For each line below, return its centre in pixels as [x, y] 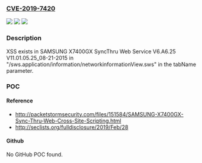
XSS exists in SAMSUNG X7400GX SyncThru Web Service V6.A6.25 [91, 51]
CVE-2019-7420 [31, 8]
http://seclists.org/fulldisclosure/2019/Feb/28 [72, 127]
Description [24, 38]
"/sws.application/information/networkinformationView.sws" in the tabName [101, 64]
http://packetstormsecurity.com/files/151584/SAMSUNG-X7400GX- [99, 114]
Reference [20, 101]
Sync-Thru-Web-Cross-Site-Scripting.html [68, 121]
